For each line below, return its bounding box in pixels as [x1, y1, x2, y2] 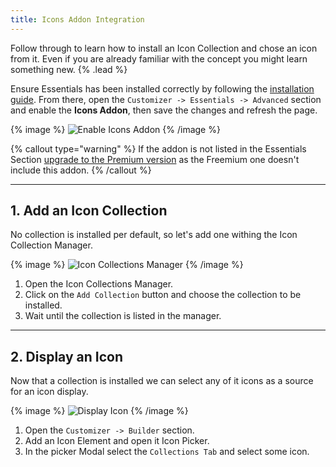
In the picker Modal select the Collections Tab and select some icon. [24, 446, 310, 458]
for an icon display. [10, 386, 89, 398]
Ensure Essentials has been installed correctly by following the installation [10, 82, 315, 95]
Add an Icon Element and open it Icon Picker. [24, 435, 210, 447]
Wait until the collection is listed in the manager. [24, 310, 222, 322]
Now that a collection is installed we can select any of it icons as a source [10, 375, 314, 387]
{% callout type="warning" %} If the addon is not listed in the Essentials [10, 142, 307, 155]
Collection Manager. [10, 239, 93, 251]
